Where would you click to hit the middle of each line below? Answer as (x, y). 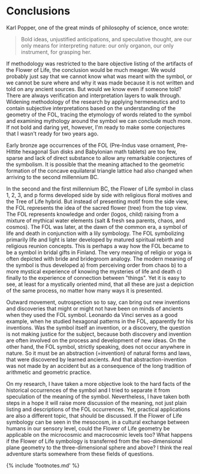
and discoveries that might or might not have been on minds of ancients (95, 308)
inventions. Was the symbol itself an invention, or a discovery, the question (98, 327)
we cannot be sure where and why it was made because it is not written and (100, 83)
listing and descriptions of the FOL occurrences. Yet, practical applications (98, 409)
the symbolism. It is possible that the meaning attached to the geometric (95, 164)
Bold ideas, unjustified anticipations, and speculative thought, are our (106, 39)
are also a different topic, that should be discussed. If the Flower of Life (94, 415)
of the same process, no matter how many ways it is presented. (84, 290)
